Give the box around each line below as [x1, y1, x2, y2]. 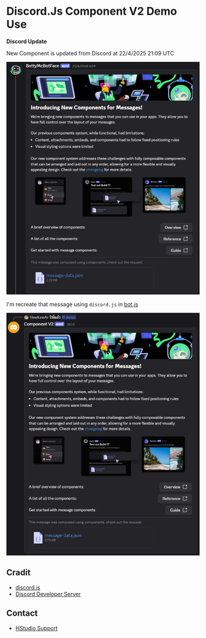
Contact [6, 608, 38, 618]
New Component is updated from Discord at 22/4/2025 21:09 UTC [6, 49, 175, 56]
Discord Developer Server [15, 590, 81, 597]
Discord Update [6, 37, 47, 45]
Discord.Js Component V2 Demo [6, 4, 178, 18]
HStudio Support [15, 624, 58, 632]
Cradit [6, 567, 31, 578]
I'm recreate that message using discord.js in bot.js [6, 301, 139, 308]
